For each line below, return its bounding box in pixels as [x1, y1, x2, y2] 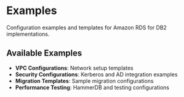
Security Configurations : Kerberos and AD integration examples [15, 71, 178, 78]
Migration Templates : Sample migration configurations [15, 77, 154, 84]
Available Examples [6, 48, 82, 59]
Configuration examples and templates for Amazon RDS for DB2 [6, 24, 167, 31]
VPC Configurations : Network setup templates [15, 64, 134, 71]
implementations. [6, 30, 50, 37]
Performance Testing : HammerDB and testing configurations [15, 84, 169, 91]
